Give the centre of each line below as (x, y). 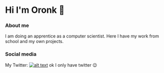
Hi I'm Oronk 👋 (35, 10)
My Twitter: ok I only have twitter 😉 (51, 65)
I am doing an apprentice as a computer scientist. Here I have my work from (82, 36)
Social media (21, 54)
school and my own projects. (34, 41)
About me (17, 26)
